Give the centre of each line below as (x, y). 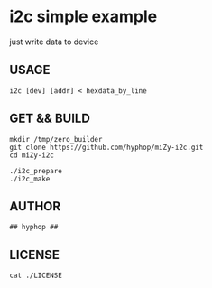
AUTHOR (35, 206)
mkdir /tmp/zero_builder (56, 139)
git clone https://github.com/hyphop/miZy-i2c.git (106, 147)
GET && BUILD (50, 119)
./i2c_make (30, 179)
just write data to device (54, 42)
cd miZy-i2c (32, 155)
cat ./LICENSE (36, 276)
